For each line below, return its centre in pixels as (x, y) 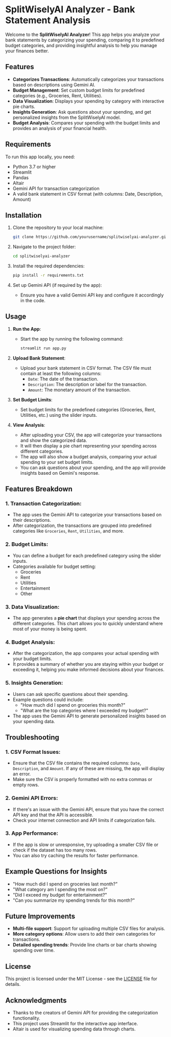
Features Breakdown (39, 489)
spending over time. (34, 950)
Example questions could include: (48, 700)
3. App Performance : (32, 833)
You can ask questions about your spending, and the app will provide (93, 468)
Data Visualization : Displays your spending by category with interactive (88, 101)
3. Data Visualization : (32, 607)
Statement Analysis (48, 20)
